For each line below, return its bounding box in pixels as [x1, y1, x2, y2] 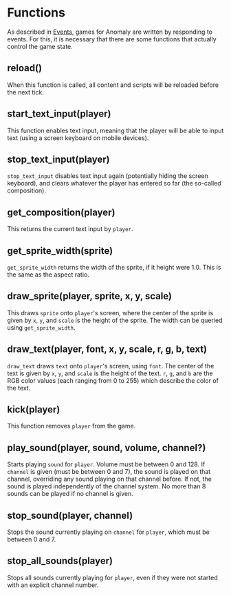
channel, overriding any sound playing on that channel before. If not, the [7, 475, 212, 484]
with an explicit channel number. [7, 581, 99, 589]
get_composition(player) [7, 206, 115, 218]
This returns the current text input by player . [7, 225, 133, 233]
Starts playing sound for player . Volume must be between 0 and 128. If [7, 460, 206, 468]
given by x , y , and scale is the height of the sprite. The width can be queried [7, 316, 223, 324]
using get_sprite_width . [7, 323, 76, 332]
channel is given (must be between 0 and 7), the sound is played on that [7, 468, 211, 476]
